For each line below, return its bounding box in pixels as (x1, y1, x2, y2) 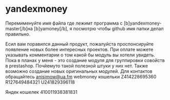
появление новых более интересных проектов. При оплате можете (5, 46, 154, 52)
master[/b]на (5, 25, 33, 31)
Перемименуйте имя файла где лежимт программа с (5, 20, 123, 26)
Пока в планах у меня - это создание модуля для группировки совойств (5, 57, 165, 63)
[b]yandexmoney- (123, 20, 162, 26)
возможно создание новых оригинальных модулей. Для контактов (5, 68, 153, 74)
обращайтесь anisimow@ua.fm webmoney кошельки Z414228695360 (5, 73, 157, 79)
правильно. (5, 31, 31, 37)
